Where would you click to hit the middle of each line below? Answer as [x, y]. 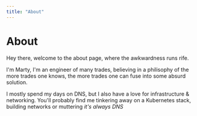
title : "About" [25, 12]
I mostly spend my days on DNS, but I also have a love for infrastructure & [98, 94]
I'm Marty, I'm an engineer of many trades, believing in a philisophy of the [98, 69]
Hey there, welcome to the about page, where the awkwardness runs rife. [98, 58]
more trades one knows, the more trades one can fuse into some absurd [96, 76]
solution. [17, 82]
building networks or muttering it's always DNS [65, 106]
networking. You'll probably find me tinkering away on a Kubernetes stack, [99, 100]
